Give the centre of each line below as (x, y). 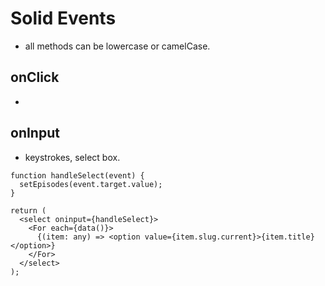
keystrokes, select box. (72, 157)
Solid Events (63, 18)
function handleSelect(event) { (77, 175)
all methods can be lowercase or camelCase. (117, 46)
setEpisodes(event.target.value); (91, 184)
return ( (28, 210)
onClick (35, 77)
